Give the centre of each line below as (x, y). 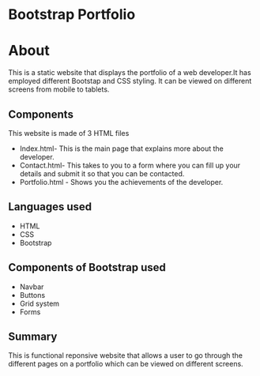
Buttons (32, 295)
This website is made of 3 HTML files (69, 133)
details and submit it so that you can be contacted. (102, 173)
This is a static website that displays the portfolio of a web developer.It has (130, 73)
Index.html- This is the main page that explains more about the (121, 149)
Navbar (32, 287)
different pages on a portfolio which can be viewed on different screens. (126, 364)
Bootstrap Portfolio (72, 15)
